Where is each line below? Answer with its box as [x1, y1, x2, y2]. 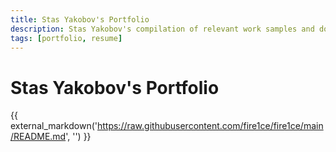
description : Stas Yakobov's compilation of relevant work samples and [10, 24, 315, 34]
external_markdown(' [10, 120, 98, 132]
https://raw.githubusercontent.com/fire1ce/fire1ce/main [96, 120, 324, 132]
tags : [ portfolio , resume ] [10, 33, 123, 43]
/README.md [10, 131, 67, 143]
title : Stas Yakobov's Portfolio [10, 14, 150, 25]
